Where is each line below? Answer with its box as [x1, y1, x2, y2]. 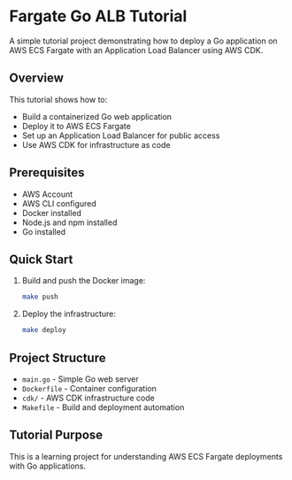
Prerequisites [9, 166, 85, 181]
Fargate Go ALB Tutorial [9, 6, 188, 27]
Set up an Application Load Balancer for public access [21, 130, 220, 141]
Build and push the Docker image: [21, 275, 146, 286]
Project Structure [9, 350, 106, 365]
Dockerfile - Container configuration [21, 383, 158, 393]
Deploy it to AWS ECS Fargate [21, 120, 131, 131]
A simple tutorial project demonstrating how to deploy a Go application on [9, 35, 278, 46]
